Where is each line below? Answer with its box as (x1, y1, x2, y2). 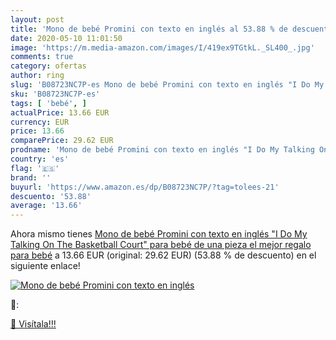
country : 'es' (10, 154, 70, 164)
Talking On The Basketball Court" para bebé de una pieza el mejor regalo (10, 239, 312, 251)
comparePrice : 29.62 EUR (10, 136, 114, 146)
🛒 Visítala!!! (10, 318, 57, 330)
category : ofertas (10, 61, 87, 71)
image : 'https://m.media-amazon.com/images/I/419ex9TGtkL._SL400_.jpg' (10, 42, 315, 53)
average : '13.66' (10, 201, 83, 211)
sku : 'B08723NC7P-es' (10, 89, 101, 99)
